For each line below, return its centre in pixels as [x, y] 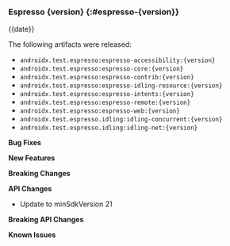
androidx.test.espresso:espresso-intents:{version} [107, 94]
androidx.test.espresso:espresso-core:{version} [102, 69]
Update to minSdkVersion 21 [66, 204]
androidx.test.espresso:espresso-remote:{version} [105, 103]
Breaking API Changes [46, 220]
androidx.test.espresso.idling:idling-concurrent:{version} [121, 120]
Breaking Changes [39, 174]
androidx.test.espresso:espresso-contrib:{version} [107, 78]
